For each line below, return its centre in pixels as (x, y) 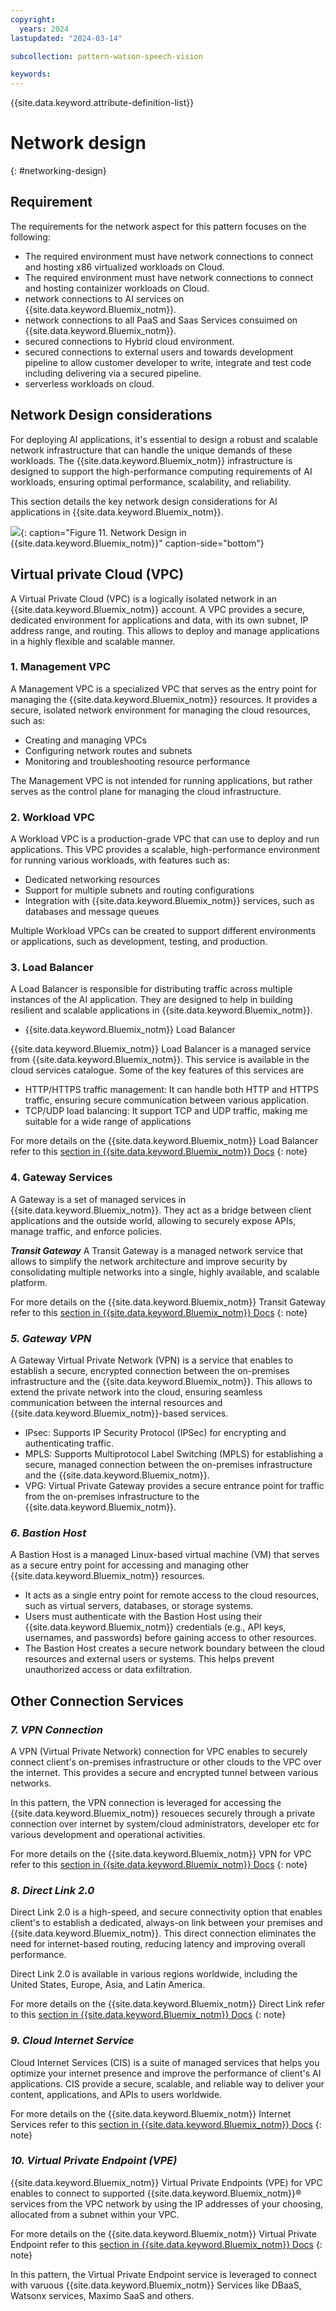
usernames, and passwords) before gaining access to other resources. (171, 1638)
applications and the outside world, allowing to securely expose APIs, (153, 1220)
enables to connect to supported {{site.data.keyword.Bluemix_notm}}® (156, 2193)
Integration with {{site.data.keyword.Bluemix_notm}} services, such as (169, 901)
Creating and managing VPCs (85, 740)
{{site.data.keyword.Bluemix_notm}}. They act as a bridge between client (161, 1210)
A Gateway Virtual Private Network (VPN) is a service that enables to (151, 1360)
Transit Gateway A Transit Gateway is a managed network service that (157, 1250)
